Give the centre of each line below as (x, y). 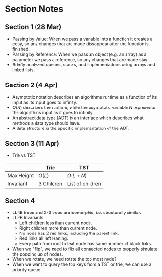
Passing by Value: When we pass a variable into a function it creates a (82, 39)
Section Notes (34, 9)
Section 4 (20, 201)
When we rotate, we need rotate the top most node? (64, 259)
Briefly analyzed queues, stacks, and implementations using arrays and (84, 65)
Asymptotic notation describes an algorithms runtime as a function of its (84, 97)
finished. (21, 49)
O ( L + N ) (77, 175)
